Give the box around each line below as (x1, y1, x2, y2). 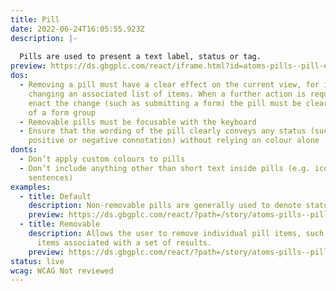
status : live (10, 256, 65, 266)
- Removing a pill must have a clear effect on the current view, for (19, 80, 320, 90)
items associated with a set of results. (36, 237, 213, 248)
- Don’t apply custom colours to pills (19, 154, 186, 164)
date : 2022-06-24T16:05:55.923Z (10, 24, 145, 34)
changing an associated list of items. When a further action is (28, 89, 307, 99)
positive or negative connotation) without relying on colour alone (28, 136, 320, 146)
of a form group (28, 107, 97, 118)
